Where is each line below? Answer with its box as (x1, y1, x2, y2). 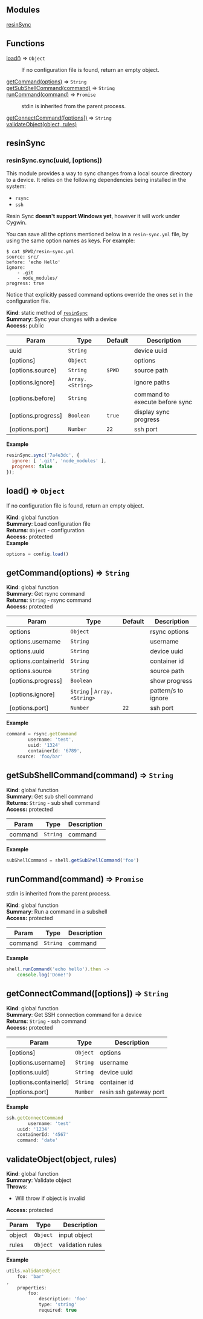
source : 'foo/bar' (17, 753, 63, 759)
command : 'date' (17, 1137, 59, 1144)
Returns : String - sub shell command (6, 799, 100, 806)
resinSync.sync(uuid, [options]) (6, 156, 103, 164)
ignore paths (134, 378, 170, 387)
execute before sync (134, 398, 192, 407)
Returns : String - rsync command (6, 596, 92, 604)
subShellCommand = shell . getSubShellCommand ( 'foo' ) (6, 857, 139, 863)
